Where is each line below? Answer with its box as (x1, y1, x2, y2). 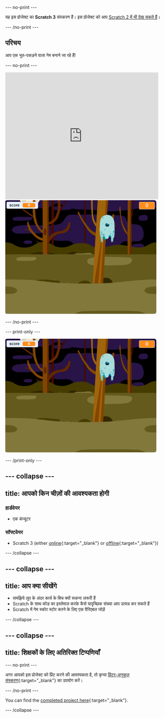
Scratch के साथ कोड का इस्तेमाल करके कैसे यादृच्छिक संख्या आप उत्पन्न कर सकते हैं (12, 601, 150, 607)
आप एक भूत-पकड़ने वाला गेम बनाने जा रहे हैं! (5, 52, 76, 58)
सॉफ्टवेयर (5, 529, 23, 536)
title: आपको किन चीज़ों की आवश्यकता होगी (5, 489, 109, 498)
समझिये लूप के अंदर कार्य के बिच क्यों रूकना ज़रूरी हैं (12, 595, 96, 601)
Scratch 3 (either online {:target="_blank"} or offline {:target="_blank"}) (12, 540, 159, 546)
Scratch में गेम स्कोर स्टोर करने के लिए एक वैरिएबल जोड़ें (12, 606, 105, 612)
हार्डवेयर (5, 504, 20, 511)
